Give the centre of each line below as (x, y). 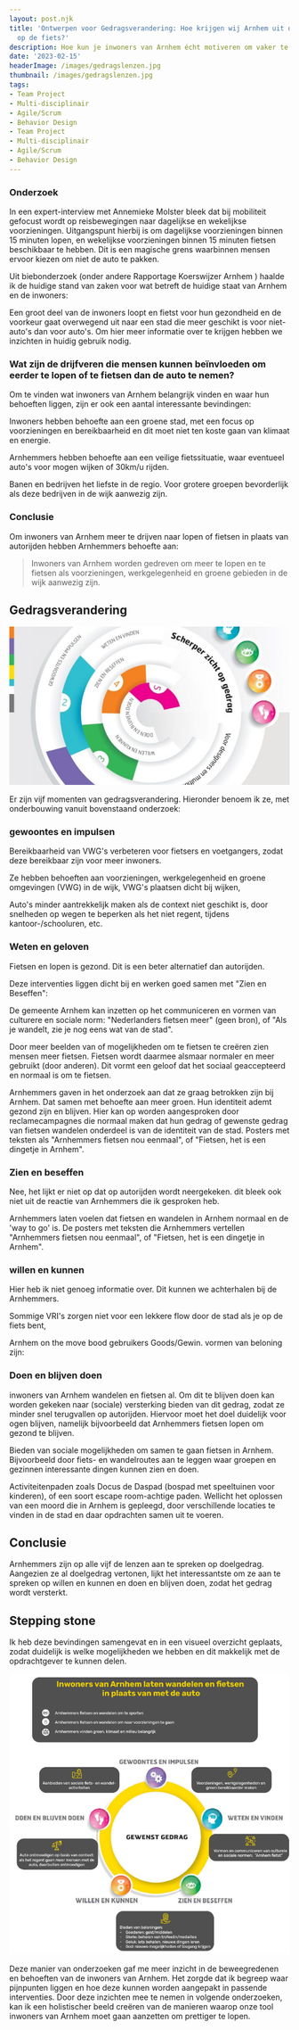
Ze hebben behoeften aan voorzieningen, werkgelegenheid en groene (137, 878)
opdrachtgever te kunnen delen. (68, 1661)
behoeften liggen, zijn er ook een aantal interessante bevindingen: (130, 404)
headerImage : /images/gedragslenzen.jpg (85, 66)
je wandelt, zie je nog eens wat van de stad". (91, 1029)
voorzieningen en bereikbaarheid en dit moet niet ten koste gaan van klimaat (149, 431)
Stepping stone (53, 1620)
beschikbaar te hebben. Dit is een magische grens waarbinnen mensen (140, 250)
